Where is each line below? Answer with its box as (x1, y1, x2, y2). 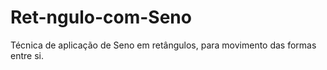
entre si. (10, 49, 44, 61)
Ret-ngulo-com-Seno (10, 6, 192, 29)
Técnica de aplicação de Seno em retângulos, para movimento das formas (10, 39, 317, 51)
